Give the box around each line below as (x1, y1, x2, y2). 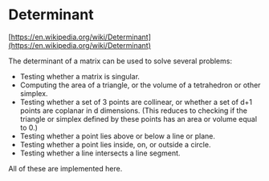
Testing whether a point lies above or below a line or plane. (19, 131, 215, 141)
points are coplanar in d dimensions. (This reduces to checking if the (19, 106, 247, 115)
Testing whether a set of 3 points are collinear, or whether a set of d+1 (19, 97, 253, 107)
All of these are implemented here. (8, 163, 123, 173)
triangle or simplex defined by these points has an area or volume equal (19, 114, 258, 123)
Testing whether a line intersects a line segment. (19, 148, 181, 158)
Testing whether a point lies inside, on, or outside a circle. (19, 139, 211, 149)
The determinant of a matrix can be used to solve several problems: (8, 56, 233, 66)
